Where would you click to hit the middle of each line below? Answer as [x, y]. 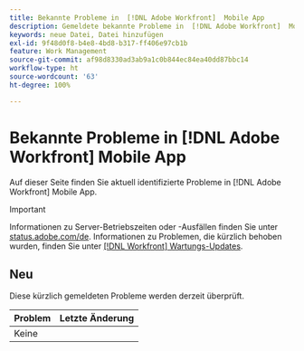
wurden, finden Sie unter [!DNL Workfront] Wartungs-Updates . [126, 246]
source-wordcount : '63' [54, 77]
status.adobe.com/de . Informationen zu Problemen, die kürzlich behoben [146, 236]
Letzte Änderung [97, 318]
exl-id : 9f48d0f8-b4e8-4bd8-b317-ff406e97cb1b [99, 43]
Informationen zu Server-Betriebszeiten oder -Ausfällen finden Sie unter [144, 226]
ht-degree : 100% [40, 85]
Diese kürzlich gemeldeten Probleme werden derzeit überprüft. [127, 296]
